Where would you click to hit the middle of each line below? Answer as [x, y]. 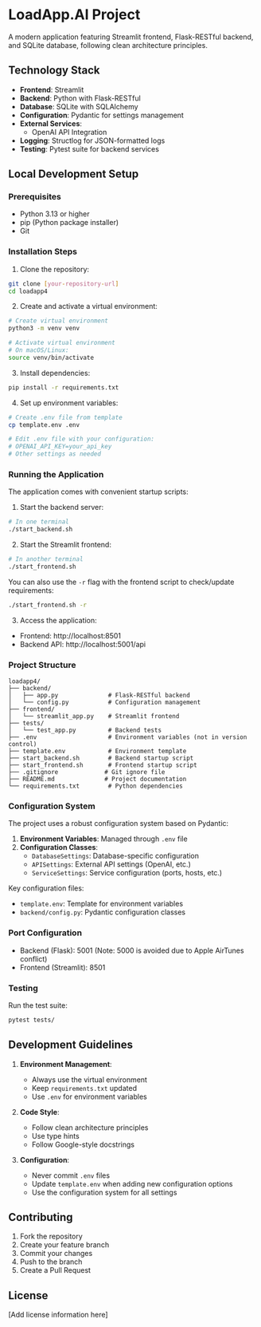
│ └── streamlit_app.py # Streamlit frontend [94, 717]
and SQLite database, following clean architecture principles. [108, 45]
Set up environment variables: [69, 403]
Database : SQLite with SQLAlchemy [79, 106]
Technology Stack [54, 71]
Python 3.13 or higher [55, 214]
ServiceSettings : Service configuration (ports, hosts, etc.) [127, 873]
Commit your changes [56, 1254]
